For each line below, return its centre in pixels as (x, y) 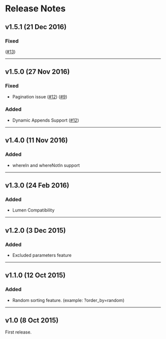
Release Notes (35, 9)
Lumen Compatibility (33, 210)
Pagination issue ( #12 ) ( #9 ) (40, 96)
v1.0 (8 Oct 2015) (32, 320)
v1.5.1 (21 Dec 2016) (36, 27)
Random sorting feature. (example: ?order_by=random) (68, 300)
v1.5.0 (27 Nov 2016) (38, 72)
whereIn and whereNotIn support (46, 165)
